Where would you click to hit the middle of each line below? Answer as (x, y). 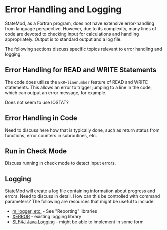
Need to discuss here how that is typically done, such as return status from (82, 130)
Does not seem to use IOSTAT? (37, 102)
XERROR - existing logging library (47, 217)
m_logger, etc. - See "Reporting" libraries (55, 211)
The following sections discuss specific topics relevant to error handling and (83, 49)
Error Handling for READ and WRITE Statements (81, 70)
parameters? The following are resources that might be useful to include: (80, 202)
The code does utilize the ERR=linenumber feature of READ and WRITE (77, 82)
